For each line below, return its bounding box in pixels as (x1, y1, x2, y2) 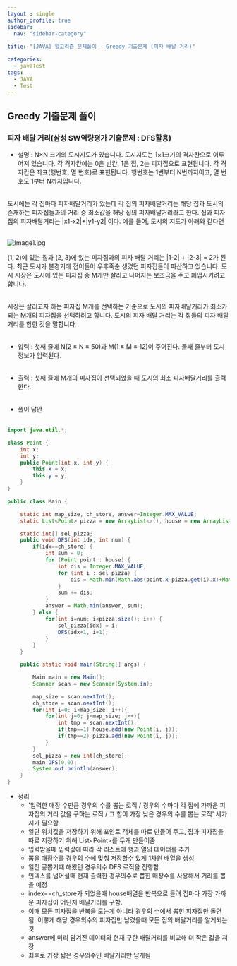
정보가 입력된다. (17, 351, 61, 360)
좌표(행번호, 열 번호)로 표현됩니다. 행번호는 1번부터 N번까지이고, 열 (36, 168, 220, 177)
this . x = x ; (32, 465, 68, 473)
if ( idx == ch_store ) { (32, 543, 93, 551)
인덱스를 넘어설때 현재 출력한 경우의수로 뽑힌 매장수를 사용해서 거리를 (28, 871, 219, 880)
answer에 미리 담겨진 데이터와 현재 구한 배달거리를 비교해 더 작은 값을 (28, 934, 221, 942)
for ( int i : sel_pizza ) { (57, 569, 138, 576)
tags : (7, 68, 23, 76)
